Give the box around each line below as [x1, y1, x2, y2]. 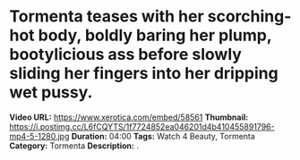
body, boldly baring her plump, [38, 25, 272, 46]
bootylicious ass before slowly [9, 45, 242, 64]
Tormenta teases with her [9, 6, 204, 27]
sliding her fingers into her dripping [9, 63, 279, 84]
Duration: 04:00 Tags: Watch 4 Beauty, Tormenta [71, 131, 255, 141]
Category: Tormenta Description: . [9, 140, 139, 151]
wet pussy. [9, 82, 93, 103]
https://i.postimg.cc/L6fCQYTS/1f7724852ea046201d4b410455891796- [9, 121, 275, 131]
